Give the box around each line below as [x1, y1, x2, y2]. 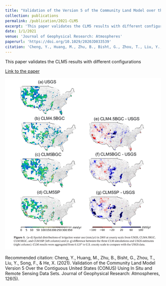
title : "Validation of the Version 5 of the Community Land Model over [5, 8, 156, 13]
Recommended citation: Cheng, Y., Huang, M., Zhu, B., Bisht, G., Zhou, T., [5, 254, 155, 260]
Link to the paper [5, 68, 40, 74]
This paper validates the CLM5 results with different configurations [5, 58, 142, 64]
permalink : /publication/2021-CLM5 [5, 18, 79, 23]
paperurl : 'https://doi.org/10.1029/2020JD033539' [5, 40, 112, 44]
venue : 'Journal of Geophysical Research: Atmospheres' [5, 34, 123, 39]
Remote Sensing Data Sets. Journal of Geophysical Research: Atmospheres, [5, 270, 160, 276]
